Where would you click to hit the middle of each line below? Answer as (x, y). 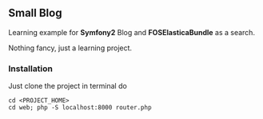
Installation (31, 69)
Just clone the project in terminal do (68, 86)
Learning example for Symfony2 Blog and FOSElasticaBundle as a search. (132, 32)
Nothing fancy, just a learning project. (70, 48)
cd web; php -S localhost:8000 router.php (80, 108)
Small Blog (35, 13)
